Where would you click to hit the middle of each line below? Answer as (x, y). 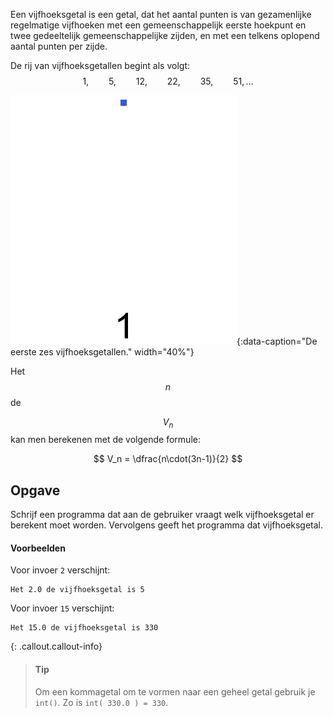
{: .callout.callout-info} (56, 646)
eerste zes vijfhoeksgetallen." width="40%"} (102, 352)
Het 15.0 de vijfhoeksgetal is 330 (84, 628)
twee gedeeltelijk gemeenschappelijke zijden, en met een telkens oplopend (165, 35)
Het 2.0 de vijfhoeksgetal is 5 (77, 590)
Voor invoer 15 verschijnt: (62, 608)
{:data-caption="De (277, 341)
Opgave (35, 490)
